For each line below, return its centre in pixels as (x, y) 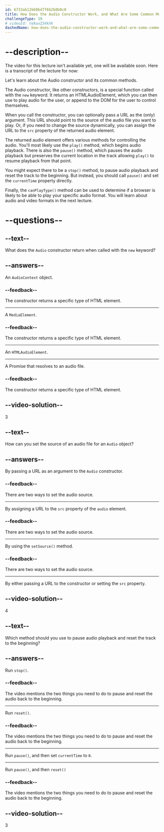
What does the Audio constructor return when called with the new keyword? (80, 250)
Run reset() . (18, 713)
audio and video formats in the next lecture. (49, 201)
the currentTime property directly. (39, 181)
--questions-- (34, 220)
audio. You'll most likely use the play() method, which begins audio (73, 145)
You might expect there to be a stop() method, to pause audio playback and (82, 170)
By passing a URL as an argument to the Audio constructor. (64, 471)
